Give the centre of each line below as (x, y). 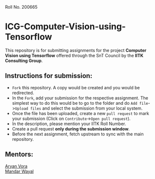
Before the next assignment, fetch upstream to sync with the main (78, 134)
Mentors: (19, 155)
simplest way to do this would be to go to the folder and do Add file (80, 103)
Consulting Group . (24, 61)
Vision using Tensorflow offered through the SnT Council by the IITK (74, 55)
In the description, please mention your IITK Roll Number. (69, 124)
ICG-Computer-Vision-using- (65, 27)
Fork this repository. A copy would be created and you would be (76, 87)
